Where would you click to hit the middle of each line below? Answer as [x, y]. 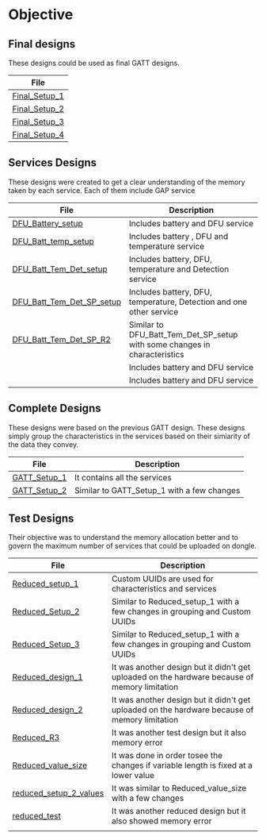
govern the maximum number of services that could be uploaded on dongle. [133, 546]
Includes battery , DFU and [179, 236]
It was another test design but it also [179, 733]
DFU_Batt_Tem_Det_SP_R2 [61, 339]
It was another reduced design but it [179, 811]
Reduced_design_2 [47, 710]
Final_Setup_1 [38, 96]
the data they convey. [44, 444]
